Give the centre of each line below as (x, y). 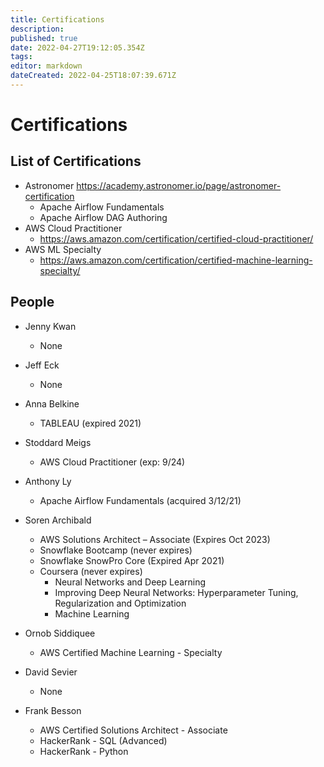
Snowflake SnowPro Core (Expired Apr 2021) (132, 560)
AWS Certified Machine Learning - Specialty (131, 652)
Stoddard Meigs (58, 442)
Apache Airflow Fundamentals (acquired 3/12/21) (140, 500)
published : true (44, 38)
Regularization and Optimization (120, 603)
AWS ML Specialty (63, 249)
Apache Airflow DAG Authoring (103, 217)
